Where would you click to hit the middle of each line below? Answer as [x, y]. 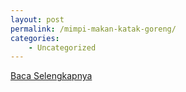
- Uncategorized [62, 47]
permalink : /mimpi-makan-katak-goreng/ [93, 29]
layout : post [37, 19]
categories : [35, 38]
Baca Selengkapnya [51, 76]
